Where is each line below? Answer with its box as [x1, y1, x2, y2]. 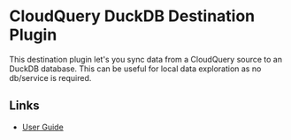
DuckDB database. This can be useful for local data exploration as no [9, 63, 262, 74]
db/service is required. [9, 72, 92, 83]
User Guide [21, 122, 64, 132]
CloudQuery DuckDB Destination [9, 6, 256, 26]
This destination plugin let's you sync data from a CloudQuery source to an [9, 54, 283, 64]
